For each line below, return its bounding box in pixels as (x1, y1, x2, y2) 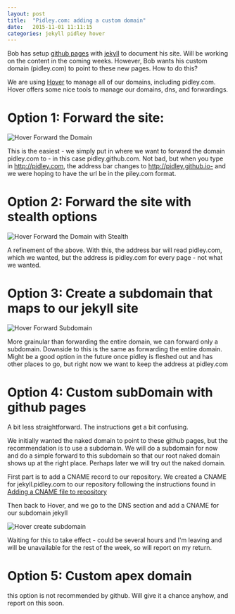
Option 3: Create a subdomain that (7, 286, 213, 301)
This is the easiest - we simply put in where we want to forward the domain (7, 147, 225, 156)
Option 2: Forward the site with (7, 194, 192, 210)
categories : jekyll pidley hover (7, 30, 106, 37)
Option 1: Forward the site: (7, 110, 165, 126)
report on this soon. (7, 599, 65, 607)
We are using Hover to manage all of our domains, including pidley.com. (7, 78, 216, 87)
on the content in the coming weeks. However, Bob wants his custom (7, 57, 208, 65)
